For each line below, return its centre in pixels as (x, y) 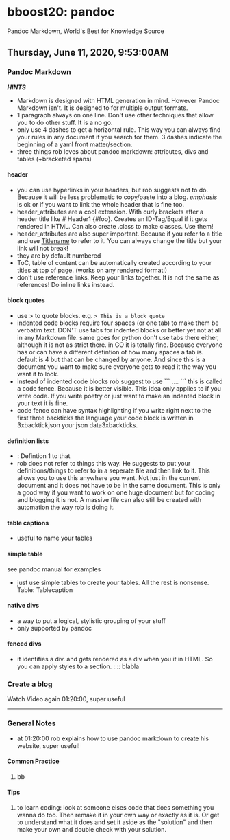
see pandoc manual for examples (54, 569)
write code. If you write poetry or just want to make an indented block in (118, 396)
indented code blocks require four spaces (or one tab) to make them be (118, 323)
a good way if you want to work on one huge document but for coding (116, 492)
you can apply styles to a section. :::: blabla (78, 666)
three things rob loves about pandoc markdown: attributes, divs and (113, 151)
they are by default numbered (59, 256)
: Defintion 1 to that (43, 456)
